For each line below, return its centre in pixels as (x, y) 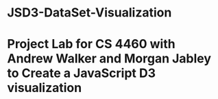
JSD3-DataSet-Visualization (89, 13)
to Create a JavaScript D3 (82, 73)
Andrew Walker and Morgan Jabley (109, 59)
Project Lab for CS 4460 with (92, 44)
